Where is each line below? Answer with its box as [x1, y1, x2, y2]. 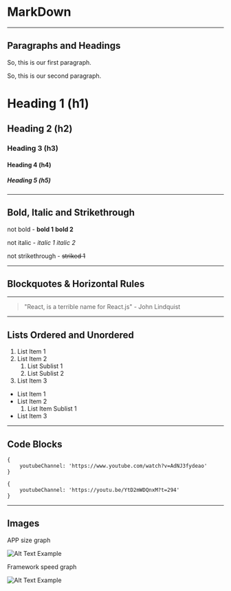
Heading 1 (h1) [7, 96, 89, 111]
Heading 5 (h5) [7, 176, 52, 184]
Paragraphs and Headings [7, 40, 121, 52]
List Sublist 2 [27, 369, 64, 378]
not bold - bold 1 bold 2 [7, 225, 74, 233]
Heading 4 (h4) [7, 160, 52, 169]
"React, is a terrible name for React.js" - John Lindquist [23, 303, 181, 311]
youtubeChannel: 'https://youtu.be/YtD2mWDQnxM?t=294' [19, 486, 180, 494]
